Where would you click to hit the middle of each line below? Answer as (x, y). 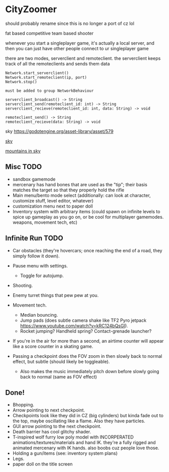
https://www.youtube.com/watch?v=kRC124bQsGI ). (74, 325)
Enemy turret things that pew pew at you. (55, 295)
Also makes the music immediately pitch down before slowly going (90, 371)
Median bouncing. (39, 315)
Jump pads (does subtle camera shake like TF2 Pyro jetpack (83, 320)
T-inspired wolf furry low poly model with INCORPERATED (73, 437)
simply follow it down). (36, 256)
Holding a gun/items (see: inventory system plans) (65, 453)
